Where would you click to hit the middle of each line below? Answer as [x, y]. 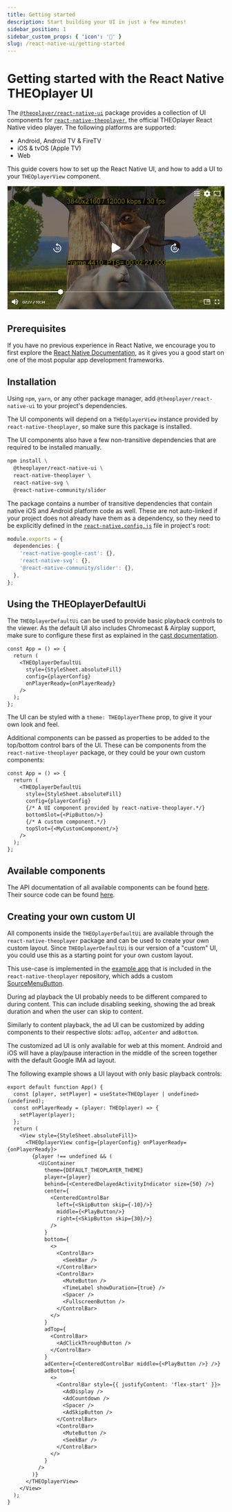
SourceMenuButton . [36, 984]
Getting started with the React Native [116, 79]
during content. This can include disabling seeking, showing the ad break [111, 1004]
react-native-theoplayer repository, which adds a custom [90, 976]
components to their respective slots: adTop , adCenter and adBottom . [103, 1032]
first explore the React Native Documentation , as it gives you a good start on [116, 353]
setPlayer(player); [48, 1115]
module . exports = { [35, 539]
